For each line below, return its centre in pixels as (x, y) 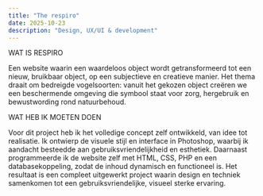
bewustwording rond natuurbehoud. (68, 102)
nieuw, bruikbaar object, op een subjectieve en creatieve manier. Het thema (132, 77)
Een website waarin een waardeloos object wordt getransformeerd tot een (130, 68)
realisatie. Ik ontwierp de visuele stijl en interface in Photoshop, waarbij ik (128, 141)
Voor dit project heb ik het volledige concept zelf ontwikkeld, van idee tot (128, 133)
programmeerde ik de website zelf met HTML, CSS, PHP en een (112, 158)
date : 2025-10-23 (37, 23)
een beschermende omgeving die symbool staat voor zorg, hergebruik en (129, 94)
